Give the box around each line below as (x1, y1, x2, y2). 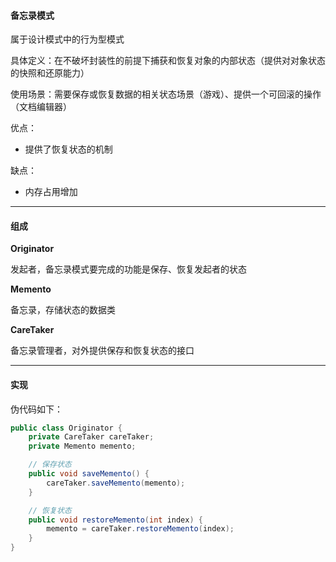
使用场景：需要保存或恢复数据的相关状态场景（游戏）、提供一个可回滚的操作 (10, 88, 322, 100)
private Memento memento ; (28, 441, 137, 452)
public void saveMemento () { (28, 469, 150, 479)
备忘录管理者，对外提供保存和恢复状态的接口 (10, 345, 195, 357)
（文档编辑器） (10, 101, 72, 113)
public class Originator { (10, 423, 123, 433)
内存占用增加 (24, 186, 78, 198)
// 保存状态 (28, 460, 72, 470)
